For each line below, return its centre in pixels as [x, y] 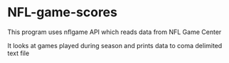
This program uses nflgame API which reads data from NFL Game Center [114, 32]
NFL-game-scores [62, 12]
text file [18, 53]
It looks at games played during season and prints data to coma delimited [115, 45]
